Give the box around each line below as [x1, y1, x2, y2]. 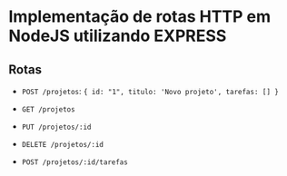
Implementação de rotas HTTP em [8, 6, 272, 27]
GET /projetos [21, 105, 75, 114]
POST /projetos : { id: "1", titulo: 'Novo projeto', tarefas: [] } [21, 86, 279, 96]
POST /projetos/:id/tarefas [21, 158, 128, 167]
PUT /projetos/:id [21, 122, 92, 132]
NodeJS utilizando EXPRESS [8, 25, 227, 46]
